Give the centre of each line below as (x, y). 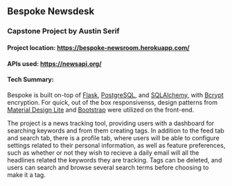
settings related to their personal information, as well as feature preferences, (116, 145)
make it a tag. (27, 175)
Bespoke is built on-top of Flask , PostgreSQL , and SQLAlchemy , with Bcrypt (115, 95)
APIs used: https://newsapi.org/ (54, 64)
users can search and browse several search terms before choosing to (108, 167)
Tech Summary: (30, 80)
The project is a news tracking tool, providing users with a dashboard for (111, 123)
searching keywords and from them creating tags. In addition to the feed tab (116, 130)
